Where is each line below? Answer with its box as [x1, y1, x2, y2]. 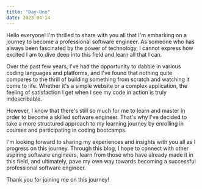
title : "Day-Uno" [6, 9, 51, 15]
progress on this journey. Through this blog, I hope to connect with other [6, 144, 189, 152]
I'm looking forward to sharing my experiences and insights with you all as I [6, 138, 196, 145]
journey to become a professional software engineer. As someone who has [6, 38, 195, 45]
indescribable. [6, 95, 43, 102]
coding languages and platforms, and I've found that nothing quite [6, 69, 173, 76]
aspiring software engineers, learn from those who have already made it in [6, 151, 193, 159]
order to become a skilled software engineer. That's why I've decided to [6, 113, 187, 121]
